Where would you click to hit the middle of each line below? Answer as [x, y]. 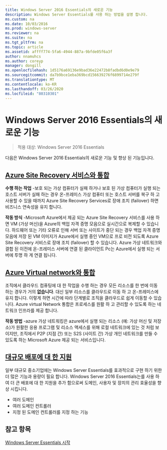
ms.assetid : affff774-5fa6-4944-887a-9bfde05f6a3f [59, 52]
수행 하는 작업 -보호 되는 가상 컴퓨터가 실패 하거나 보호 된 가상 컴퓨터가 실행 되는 [83, 188]
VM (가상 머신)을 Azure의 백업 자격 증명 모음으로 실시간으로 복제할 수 [78, 224]
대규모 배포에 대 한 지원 [39, 357]
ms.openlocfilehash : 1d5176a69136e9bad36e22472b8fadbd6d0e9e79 [72, 71]
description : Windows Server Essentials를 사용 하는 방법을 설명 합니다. [77, 15]
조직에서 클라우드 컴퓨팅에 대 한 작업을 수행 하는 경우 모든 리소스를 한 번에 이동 [82, 285]
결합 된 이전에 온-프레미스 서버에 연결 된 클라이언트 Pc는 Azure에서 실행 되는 [80, 249]
